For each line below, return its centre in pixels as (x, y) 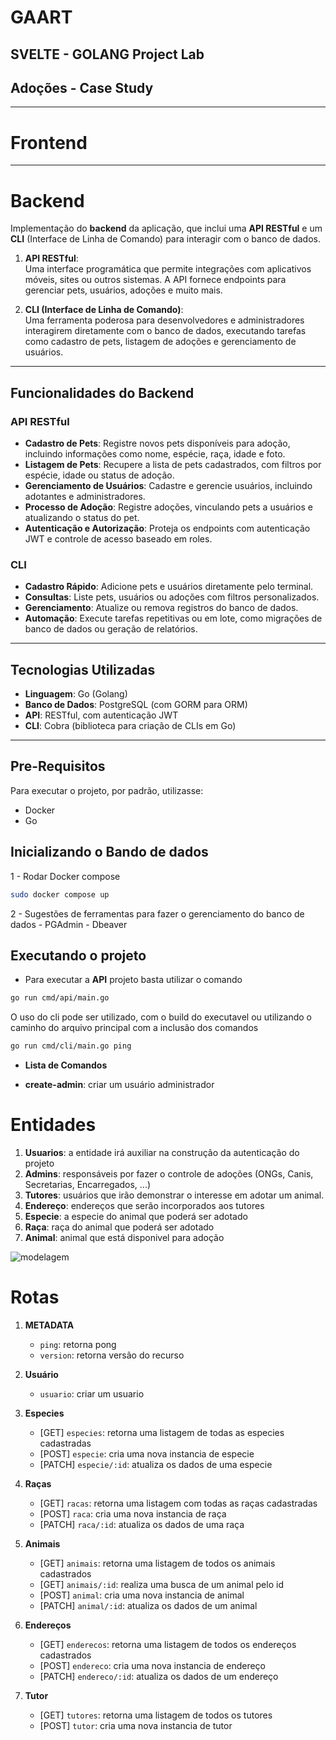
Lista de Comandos (66, 1065)
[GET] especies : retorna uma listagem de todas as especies (162, 1432)
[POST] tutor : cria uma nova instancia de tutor (136, 1725)
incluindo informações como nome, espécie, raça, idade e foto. (155, 453)
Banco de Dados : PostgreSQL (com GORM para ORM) (136, 705)
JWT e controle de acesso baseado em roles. (118, 538)
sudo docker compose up (60, 894)
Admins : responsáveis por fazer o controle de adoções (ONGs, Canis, (169, 1174)
